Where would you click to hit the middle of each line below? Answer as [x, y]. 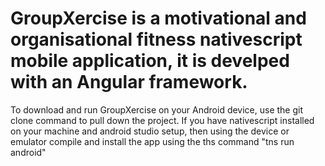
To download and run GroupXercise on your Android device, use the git [157, 109]
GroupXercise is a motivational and [158, 18]
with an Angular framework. [129, 82]
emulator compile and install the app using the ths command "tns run [152, 141]
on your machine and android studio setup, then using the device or [150, 131]
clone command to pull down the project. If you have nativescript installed [162, 120]
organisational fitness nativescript [156, 39]
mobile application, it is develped [150, 61]
